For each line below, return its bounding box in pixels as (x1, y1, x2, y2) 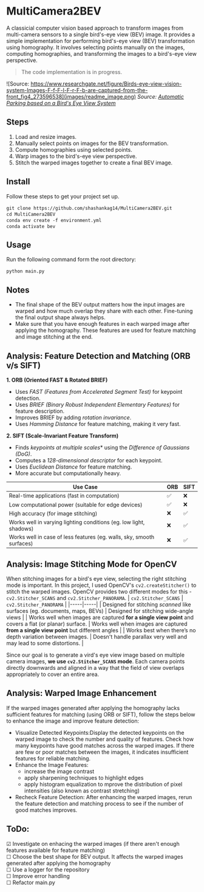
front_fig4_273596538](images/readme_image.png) (6, 93, 137, 100)
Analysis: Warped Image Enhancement (6, 688, 157, 698)
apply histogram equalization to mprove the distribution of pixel (24, 780, 183, 788)
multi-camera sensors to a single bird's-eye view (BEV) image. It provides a (6, 30, 195, 38)
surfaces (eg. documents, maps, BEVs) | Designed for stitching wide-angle (6, 607, 194, 615)
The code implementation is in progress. (21, 68, 123, 75)
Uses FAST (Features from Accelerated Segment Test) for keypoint (15, 388, 183, 395)
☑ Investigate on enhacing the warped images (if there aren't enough (6, 840, 180, 847)
